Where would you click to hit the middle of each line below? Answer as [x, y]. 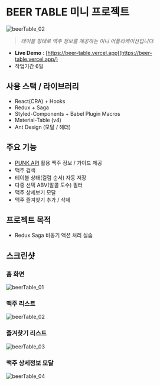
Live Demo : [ [31, 53]
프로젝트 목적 [29, 220]
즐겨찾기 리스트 [27, 333]
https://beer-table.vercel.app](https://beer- [100, 53]
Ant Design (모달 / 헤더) [43, 127]
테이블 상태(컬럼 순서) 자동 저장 [50, 177]
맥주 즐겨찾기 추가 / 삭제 [43, 200]
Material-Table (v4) [38, 120]
